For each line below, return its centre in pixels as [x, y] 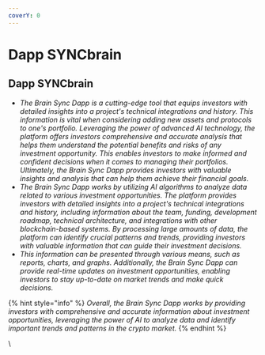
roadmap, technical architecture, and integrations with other [118, 220]
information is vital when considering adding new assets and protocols [135, 119]
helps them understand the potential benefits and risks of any [120, 145]
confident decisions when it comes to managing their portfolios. [124, 161]
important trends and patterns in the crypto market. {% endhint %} [117, 328]
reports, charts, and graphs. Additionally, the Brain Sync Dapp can [129, 262]
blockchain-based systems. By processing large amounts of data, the [134, 228]
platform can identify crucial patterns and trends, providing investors [132, 237]
